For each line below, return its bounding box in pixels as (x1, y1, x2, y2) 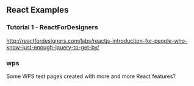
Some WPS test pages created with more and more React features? (6, 73, 176, 80)
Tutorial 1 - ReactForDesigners (6, 23, 99, 32)
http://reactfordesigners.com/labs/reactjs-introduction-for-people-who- (6, 37, 188, 45)
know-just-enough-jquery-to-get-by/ (6, 43, 99, 51)
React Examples (6, 5, 69, 15)
